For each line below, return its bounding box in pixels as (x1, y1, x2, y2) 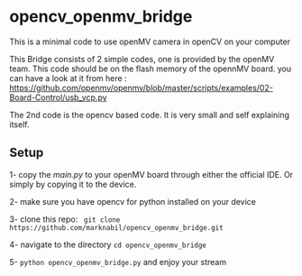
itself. (9, 119, 30, 130)
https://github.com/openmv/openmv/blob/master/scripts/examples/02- (9, 82, 273, 93)
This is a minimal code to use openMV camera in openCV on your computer (9, 36, 291, 47)
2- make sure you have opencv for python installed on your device (9, 196, 257, 207)
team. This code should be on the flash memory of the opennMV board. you (9, 63, 292, 74)
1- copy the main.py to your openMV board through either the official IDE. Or (9, 169, 294, 179)
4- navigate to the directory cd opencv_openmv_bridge (9, 239, 207, 250)
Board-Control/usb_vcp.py (9, 92, 107, 103)
